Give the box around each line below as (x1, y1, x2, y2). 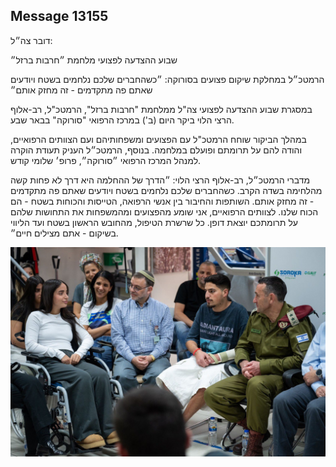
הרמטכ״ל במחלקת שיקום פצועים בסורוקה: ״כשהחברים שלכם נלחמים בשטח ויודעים (10, 73, 325, 85)
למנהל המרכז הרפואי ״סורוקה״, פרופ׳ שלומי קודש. (10, 154, 202, 166)
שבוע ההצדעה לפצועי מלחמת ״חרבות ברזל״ (10, 54, 178, 66)
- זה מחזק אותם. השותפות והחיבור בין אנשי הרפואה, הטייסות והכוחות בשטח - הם (10, 195, 315, 207)
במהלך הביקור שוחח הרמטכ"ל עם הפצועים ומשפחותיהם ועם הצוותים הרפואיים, (10, 133, 307, 145)
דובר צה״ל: (10, 34, 53, 46)
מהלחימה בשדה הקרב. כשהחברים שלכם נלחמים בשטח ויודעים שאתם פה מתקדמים (10, 184, 323, 196)
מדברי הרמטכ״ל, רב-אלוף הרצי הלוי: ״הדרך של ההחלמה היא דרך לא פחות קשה (10, 174, 311, 186)
